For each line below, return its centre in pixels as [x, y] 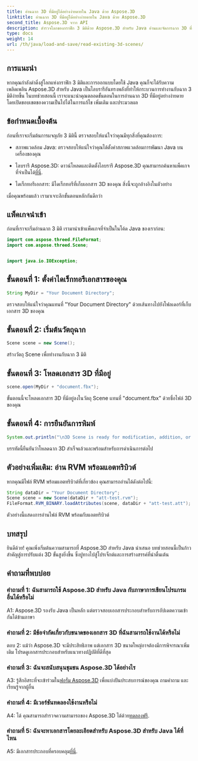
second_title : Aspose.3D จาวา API [47, 22]
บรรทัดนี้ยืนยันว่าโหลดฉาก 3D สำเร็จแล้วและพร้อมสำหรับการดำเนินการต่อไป [80, 448]
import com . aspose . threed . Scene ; [48, 245]
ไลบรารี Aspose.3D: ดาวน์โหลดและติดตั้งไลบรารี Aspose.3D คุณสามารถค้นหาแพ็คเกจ [102, 165]
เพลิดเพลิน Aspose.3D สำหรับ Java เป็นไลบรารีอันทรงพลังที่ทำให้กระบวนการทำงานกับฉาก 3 [99, 89]
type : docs [20, 34]
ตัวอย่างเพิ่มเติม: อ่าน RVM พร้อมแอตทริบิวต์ [71, 468]
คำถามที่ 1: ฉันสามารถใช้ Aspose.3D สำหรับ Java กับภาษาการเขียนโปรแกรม [96, 590]
